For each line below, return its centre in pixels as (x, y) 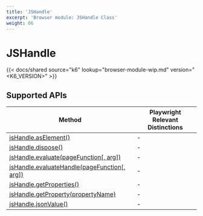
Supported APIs (37, 95)
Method (70, 120)
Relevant (165, 120)
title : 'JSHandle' (29, 12)
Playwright (165, 113)
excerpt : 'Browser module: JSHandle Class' (62, 18)
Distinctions (165, 128)
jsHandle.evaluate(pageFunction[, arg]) (65, 157)
